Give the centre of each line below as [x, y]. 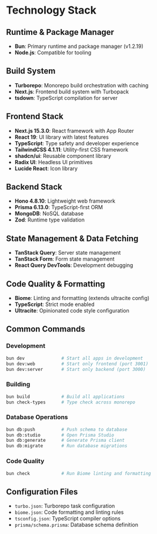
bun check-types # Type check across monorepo [71, 402]
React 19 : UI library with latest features [61, 137]
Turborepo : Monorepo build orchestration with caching [81, 85]
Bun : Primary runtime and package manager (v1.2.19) [79, 46]
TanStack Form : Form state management [64, 259]
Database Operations [37, 417]
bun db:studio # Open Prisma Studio [60, 435]
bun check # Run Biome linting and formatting [78, 473]
